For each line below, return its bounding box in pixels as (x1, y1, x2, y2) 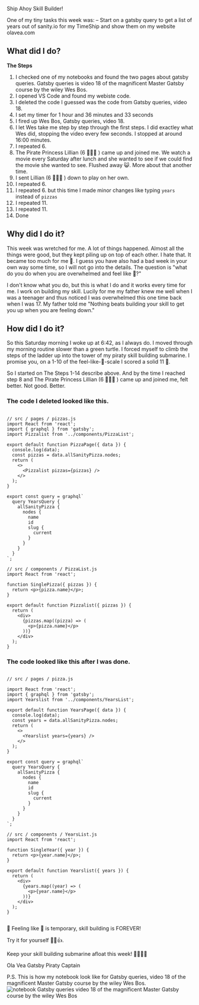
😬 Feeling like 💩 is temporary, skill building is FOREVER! (7, 925, 142, 932)
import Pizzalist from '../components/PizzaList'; (7, 431, 134, 437)
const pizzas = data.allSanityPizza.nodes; (12, 452, 121, 458)
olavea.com (7, 29, 35, 36)
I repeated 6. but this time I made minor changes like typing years (15, 187, 175, 194)
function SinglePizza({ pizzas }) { (7, 582, 97, 587)
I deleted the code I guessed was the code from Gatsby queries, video (15, 98, 187, 105)
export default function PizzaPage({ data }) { (7, 441, 127, 448)
